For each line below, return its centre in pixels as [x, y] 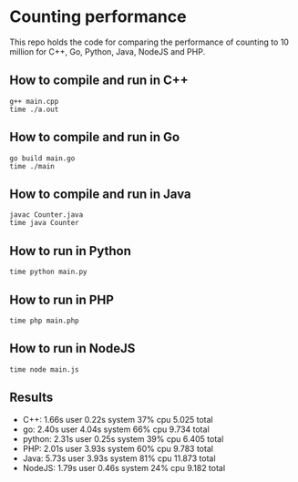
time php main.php [44, 321]
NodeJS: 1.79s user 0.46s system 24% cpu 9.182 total [124, 467]
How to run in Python [71, 251]
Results [31, 398]
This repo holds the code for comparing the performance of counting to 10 [149, 42]
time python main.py [49, 272]
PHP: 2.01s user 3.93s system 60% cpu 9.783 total [118, 448]
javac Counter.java [46, 215]
